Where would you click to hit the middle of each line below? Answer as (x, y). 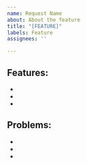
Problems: (29, 125)
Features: (28, 73)
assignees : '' (27, 39)
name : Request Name (35, 13)
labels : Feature (30, 33)
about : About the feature (43, 20)
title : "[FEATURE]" (35, 26)
